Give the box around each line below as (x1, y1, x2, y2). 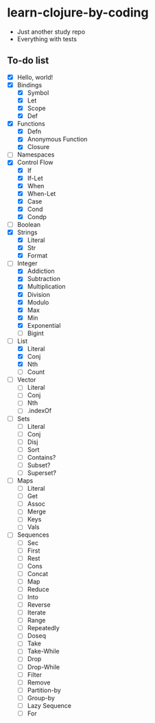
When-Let (27, 189, 56, 197)
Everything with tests (16, 34, 77, 43)
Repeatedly (27, 624, 60, 632)
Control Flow (16, 158, 53, 166)
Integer (16, 259, 38, 267)
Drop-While (27, 663, 60, 671)
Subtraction (27, 275, 60, 283)
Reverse (27, 601, 51, 609)
